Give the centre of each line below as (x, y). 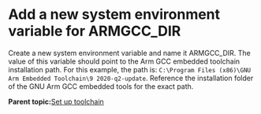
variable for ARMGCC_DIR (95, 31)
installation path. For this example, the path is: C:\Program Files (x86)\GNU (129, 69)
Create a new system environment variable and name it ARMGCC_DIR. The (129, 53)
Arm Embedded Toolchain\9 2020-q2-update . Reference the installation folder (131, 78)
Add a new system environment (114, 15)
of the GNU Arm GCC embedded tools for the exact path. (101, 86)
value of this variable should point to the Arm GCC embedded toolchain (124, 61)
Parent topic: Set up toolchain (56, 101)
